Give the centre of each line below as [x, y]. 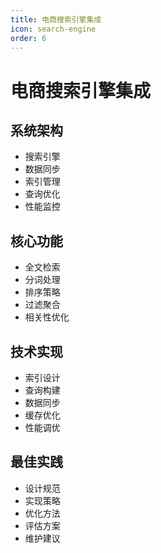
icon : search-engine [53, 29]
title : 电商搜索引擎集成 [56, 19]
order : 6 [28, 38]
